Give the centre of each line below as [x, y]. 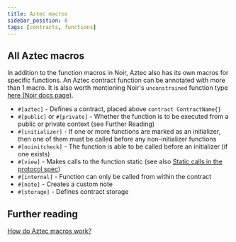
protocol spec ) [39, 169]
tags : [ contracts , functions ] [52, 27]
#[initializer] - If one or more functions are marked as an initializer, [119, 132]
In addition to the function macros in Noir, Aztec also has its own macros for [118, 73]
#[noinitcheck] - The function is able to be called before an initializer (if [123, 146]
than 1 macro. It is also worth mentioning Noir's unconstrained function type [118, 88]
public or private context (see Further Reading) [86, 124]
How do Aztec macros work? [50, 231]
